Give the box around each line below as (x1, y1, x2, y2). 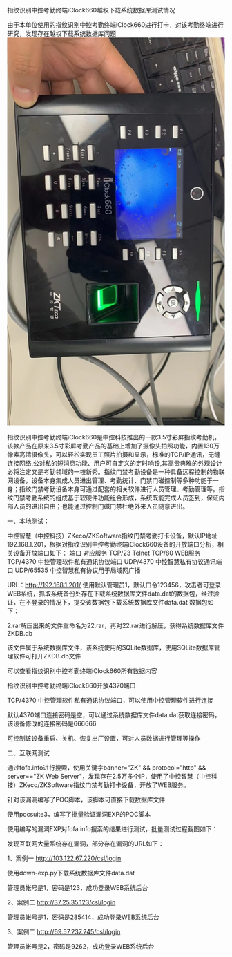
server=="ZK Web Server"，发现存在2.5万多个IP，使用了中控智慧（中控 (7, 772, 212, 780)
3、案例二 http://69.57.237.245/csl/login (7, 927, 121, 936)
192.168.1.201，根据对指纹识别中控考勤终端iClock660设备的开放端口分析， (7, 540, 218, 548)
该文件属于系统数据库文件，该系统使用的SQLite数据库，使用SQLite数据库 (7, 643, 215, 652)
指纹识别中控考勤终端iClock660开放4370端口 (7, 681, 136, 690)
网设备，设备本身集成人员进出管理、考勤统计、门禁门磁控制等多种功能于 (7, 476, 213, 484)
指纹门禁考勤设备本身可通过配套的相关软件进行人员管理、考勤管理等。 (19, 484, 219, 493)
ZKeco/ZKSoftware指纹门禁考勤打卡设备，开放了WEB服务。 (19, 780, 190, 789)
